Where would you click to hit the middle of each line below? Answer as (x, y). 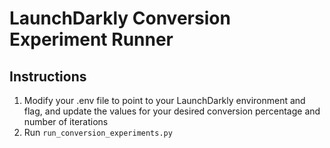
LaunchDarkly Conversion (120, 18)
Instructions (48, 76)
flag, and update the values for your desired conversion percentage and (172, 111)
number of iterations (66, 121)
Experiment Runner (91, 39)
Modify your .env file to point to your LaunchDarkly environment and (164, 100)
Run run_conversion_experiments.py (98, 132)
